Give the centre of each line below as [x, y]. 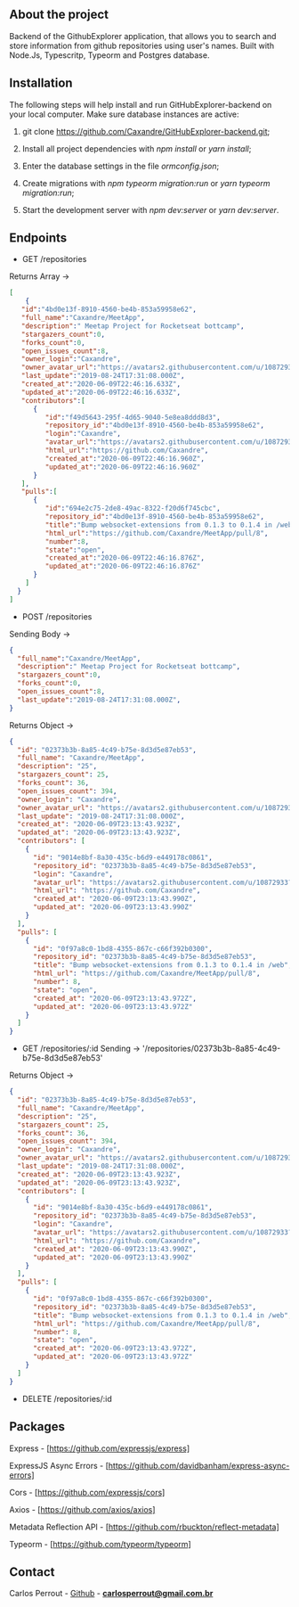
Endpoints [38, 238]
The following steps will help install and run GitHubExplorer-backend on [141, 104]
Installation [41, 83]
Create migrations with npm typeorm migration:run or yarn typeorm [146, 183]
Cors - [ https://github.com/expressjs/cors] [87, 1492]
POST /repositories [57, 616]
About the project [59, 15]
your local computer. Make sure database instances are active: [124, 114]
